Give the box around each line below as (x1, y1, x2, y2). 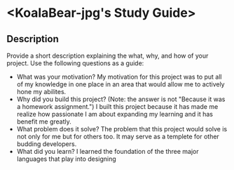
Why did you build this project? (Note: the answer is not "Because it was (16, 95, 226, 103)
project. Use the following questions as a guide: (6, 59, 144, 67)
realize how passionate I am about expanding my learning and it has (16, 110, 213, 118)
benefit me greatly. (16, 117, 71, 126)
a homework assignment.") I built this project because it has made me (16, 103, 219, 110)
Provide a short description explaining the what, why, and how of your (6, 51, 209, 60)
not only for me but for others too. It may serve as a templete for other (16, 132, 220, 140)
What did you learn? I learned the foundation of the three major (16, 148, 199, 155)
